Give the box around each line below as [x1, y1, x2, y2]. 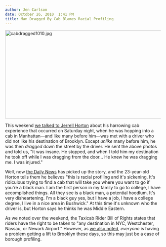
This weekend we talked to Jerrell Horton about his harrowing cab [5, 123, 140, 128]
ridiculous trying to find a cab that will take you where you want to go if [5, 179, 150, 185]
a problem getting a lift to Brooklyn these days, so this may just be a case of [5, 231, 160, 237]
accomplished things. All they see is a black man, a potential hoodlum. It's [5, 190, 156, 196]
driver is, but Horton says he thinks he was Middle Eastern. [5, 206, 125, 211]
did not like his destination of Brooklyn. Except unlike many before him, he [5, 138, 156, 144]
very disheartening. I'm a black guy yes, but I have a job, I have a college [5, 195, 153, 201]
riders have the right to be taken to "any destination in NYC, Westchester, [5, 220, 154, 226]
